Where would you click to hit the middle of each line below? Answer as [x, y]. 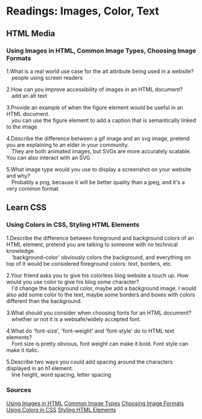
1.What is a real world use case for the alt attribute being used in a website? [100, 71]
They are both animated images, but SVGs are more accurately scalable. [102, 151]
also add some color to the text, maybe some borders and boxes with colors [101, 295]
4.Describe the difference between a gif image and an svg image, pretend [98, 138]
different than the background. [44, 301]
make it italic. [23, 350]
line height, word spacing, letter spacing [62, 374]
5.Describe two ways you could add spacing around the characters [90, 362]
